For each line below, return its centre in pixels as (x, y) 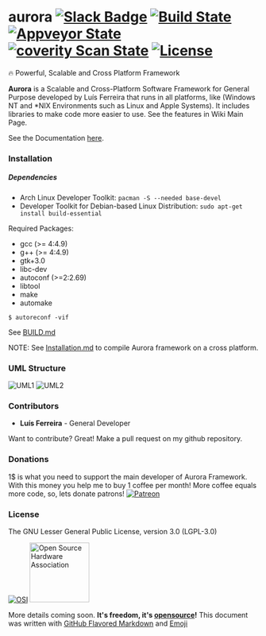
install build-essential (61, 213)
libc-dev (33, 269)
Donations (29, 460)
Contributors (34, 406)
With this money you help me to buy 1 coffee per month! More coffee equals (132, 485)
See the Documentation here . (56, 138)
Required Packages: (41, 228)
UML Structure (37, 368)
